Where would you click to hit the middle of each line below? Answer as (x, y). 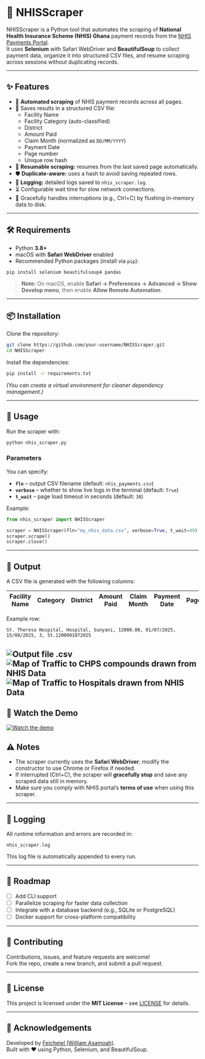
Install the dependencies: (38, 362)
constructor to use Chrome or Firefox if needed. (75, 768)
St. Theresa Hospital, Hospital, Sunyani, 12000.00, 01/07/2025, (91, 630)
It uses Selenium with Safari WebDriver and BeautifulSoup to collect (93, 49)
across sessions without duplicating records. (63, 62)
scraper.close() (27, 542)
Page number (41, 153)
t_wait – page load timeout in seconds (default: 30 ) (79, 496)
